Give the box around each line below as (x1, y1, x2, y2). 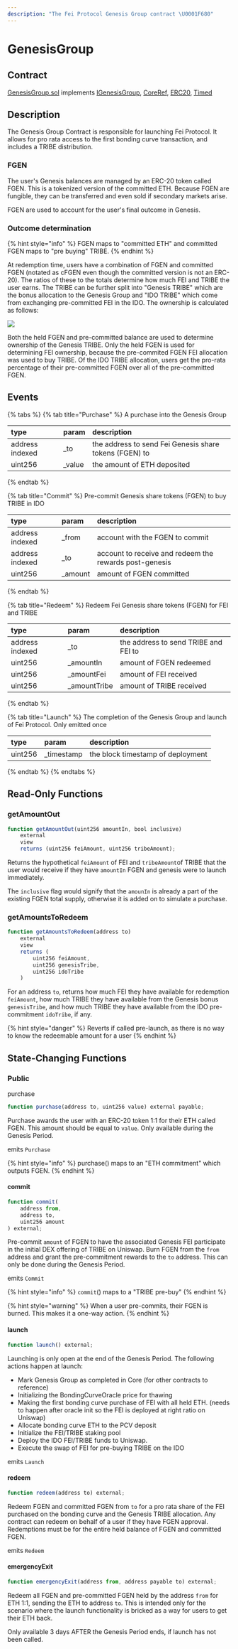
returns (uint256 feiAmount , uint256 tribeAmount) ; (20, 845, 176, 853)
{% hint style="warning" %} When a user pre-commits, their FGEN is (7, 1301, 208, 1310)
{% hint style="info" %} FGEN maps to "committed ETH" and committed (7, 240, 218, 248)
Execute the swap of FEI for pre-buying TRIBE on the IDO (17, 1444, 185, 1452)
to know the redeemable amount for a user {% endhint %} (7, 1031, 177, 1040)
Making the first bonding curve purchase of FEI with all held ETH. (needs (17, 1398, 230, 1407)
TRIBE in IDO (7, 499, 45, 507)
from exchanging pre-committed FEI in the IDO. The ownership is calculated (7, 299, 229, 307)
